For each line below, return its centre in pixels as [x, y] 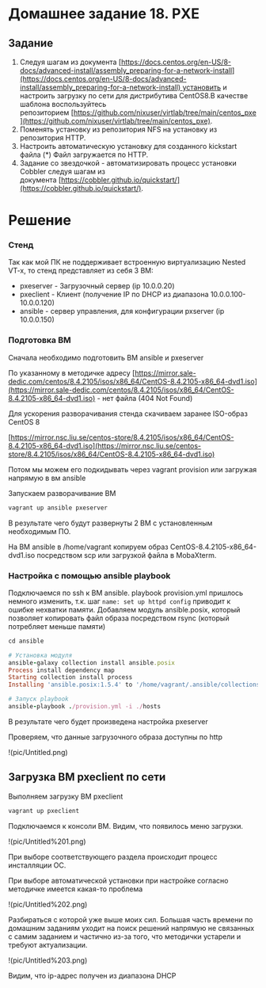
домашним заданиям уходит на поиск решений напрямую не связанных [131, 928]
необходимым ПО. [40, 531]
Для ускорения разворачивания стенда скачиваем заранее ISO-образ [128, 414]
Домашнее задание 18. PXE [104, 14]
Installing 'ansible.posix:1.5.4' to [70, 685]
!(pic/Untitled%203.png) [48, 960]
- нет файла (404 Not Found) [145, 398]
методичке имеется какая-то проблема [76, 889]
